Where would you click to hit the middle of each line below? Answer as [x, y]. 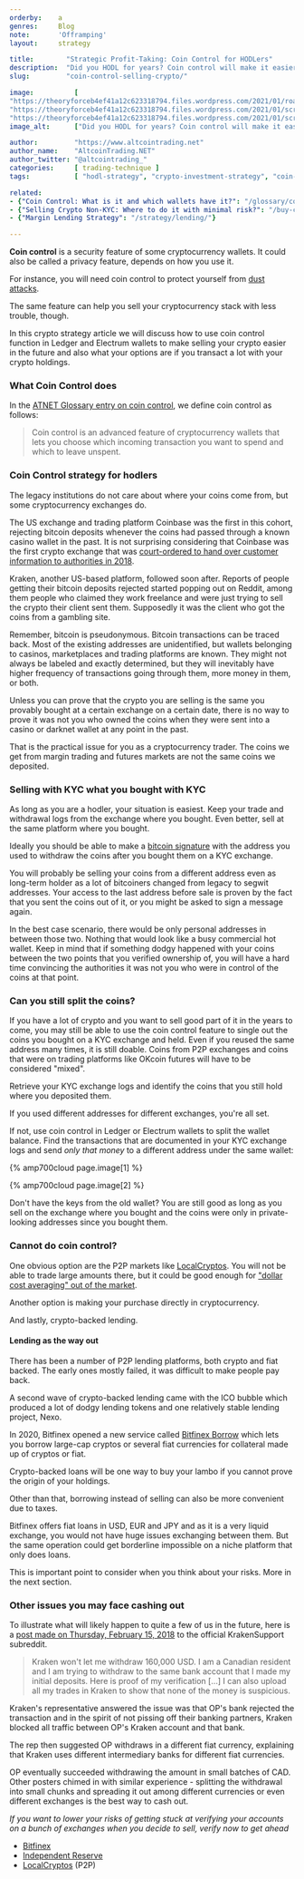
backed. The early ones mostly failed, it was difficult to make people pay [145, 1371]
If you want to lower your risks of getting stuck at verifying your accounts [147, 1819]
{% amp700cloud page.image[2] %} [77, 1186]
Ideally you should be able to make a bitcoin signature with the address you [150, 846]
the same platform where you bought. [80, 828]
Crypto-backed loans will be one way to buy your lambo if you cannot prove [151, 1471]
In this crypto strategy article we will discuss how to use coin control [137, 334]
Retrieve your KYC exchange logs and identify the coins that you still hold [146, 1086]
